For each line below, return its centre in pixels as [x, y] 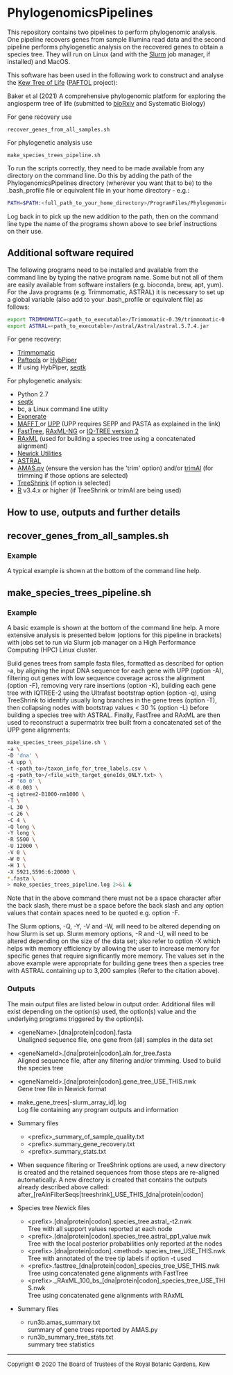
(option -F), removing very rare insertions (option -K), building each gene [112, 686]
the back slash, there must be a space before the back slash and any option [115, 906]
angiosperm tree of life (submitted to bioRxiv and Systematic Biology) [106, 103]
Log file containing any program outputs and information [98, 1109]
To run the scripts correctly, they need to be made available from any [106, 168]
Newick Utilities [40, 453]
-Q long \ [21, 827]
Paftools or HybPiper [47, 360]
